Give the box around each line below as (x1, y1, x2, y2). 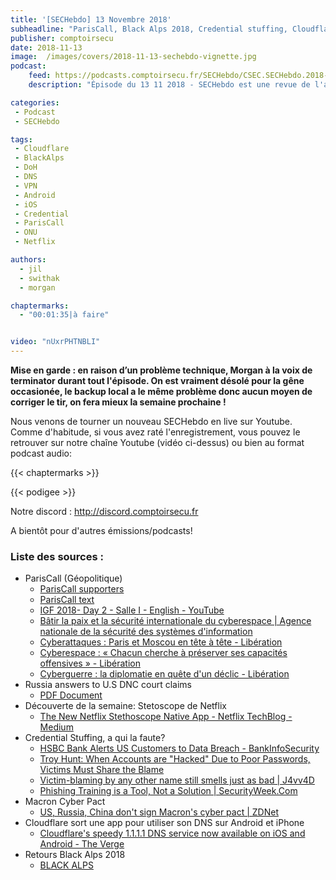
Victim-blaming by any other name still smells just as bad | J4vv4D (39, 774, 315, 786)
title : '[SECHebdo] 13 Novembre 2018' (10, 14, 172, 25)
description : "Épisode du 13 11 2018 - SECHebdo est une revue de (28, 80, 311, 90)
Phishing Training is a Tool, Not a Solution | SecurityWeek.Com (39, 785, 298, 797)
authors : (10, 255, 47, 265)
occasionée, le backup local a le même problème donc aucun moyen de (10, 386, 313, 397)
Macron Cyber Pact (24, 796, 106, 808)
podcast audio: (10, 447, 72, 459)
